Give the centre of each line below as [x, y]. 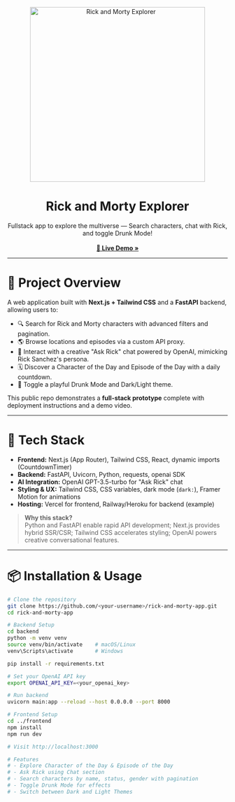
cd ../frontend [29, 721]
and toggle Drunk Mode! [117, 233]
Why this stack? [48, 517]
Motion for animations [49, 496]
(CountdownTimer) [44, 467]
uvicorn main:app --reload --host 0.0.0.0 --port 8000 [89, 702]
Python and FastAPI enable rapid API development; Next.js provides [122, 525]
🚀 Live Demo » [117, 248]
